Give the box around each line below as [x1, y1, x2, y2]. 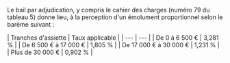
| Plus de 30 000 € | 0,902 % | [7, 48, 93, 56]
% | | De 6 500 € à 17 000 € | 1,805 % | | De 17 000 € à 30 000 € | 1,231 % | [7, 41, 220, 49]
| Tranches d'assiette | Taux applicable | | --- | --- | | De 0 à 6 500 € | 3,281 [7, 34, 219, 42]
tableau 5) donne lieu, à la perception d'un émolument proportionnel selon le [7, 13, 223, 21]
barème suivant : [7, 21, 55, 28]
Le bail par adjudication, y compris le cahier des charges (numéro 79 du [7, 6, 210, 14]
